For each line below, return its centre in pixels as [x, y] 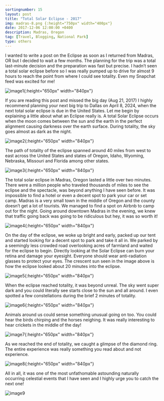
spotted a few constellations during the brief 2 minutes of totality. [71, 295]
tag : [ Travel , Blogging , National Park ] [47, 37]
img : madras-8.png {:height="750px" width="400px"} [59, 23]
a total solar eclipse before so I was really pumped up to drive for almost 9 [80, 71]
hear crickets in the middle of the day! [43, 325]
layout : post [18, 14]
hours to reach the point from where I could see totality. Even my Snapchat [80, 76]
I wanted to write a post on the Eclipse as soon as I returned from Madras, [79, 55]
